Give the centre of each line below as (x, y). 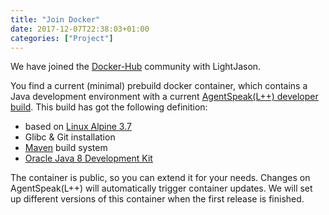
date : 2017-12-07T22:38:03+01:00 (80, 29)
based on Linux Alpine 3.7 (78, 127)
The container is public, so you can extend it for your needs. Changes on (160, 178)
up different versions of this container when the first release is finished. (157, 199)
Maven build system (66, 148)
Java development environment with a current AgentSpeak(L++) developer (164, 97)
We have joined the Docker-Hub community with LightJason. (136, 67)
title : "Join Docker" (55, 19)
